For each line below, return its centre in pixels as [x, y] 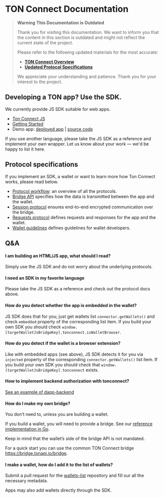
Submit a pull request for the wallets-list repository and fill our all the [75, 475]
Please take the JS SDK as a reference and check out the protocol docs [78, 289]
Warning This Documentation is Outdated [61, 23]
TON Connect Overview [49, 62]
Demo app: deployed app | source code [52, 129]
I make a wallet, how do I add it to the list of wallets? [59, 465]
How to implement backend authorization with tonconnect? [67, 381]
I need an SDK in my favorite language [45, 278]
